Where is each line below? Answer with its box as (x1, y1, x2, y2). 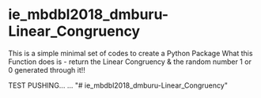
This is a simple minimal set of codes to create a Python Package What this (8, 48, 253, 58)
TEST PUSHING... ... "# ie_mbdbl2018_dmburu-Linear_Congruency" (8, 81, 228, 90)
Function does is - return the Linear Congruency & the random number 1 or (8, 57, 252, 66)
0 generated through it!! (8, 65, 85, 74)
